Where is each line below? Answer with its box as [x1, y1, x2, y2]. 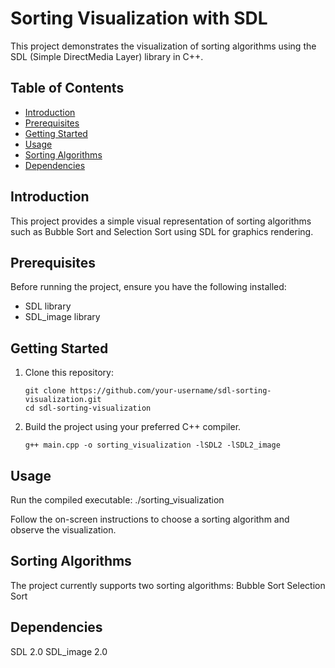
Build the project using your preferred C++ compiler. [24, 421, 242, 433]
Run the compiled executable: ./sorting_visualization [10, 494, 225, 506]
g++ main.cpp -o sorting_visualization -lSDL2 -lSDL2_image [24, 440, 281, 451]
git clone [24, 386, 67, 396]
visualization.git [24, 395, 102, 405]
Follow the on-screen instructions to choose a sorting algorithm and [10, 513, 290, 525]
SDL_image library [24, 311, 101, 323]
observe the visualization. [10, 524, 117, 536]
